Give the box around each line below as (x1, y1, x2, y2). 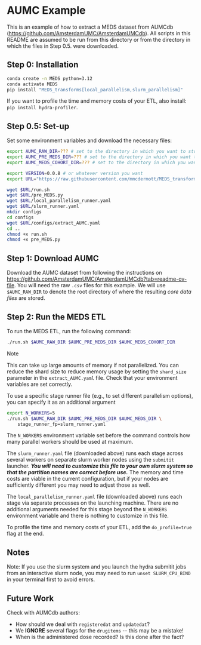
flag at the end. (7, 530, 44, 537)
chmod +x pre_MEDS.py (7, 236, 61, 242)
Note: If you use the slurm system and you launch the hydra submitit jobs (7, 563, 187, 570)
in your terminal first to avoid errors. (7, 576, 95, 583)
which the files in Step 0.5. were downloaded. (7, 42, 119, 50)
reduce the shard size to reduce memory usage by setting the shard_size (7, 368, 187, 375)
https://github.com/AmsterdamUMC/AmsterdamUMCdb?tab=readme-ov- (7, 275, 187, 282)
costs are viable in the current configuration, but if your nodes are (7, 475, 169, 483)
